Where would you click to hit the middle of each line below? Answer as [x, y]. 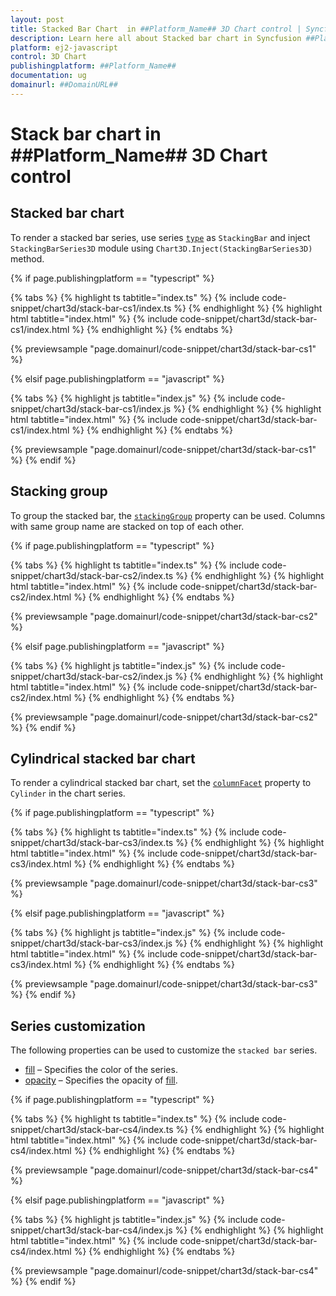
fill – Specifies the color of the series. [101, 1070]
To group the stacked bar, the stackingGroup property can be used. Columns [168, 515]
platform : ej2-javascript [64, 47]
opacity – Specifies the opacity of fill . [101, 1080]
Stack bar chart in [86, 133]
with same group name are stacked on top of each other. [127, 526]
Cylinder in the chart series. [68, 793]
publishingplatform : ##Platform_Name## [93, 66]
